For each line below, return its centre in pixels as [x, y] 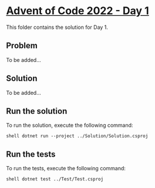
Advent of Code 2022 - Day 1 [77, 11]
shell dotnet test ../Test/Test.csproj [55, 179]
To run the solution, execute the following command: [70, 126]
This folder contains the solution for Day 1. [57, 27]
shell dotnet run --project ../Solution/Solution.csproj [77, 136]
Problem [22, 46]
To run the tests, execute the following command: [66, 169]
